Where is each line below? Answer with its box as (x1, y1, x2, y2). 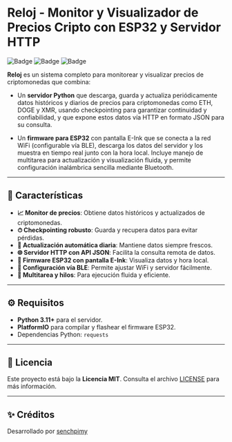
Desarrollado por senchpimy (7, 427, 88, 436)
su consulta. (17, 120, 52, 128)
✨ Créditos (7, 409, 55, 421)
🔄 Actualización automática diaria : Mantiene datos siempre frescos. (17, 240, 213, 249)
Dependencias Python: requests (17, 330, 109, 338)
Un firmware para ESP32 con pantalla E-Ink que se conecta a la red (17, 133, 211, 142)
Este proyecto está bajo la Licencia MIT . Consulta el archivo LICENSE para (7, 375, 220, 383)
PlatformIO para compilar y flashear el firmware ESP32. (17, 323, 176, 331)
